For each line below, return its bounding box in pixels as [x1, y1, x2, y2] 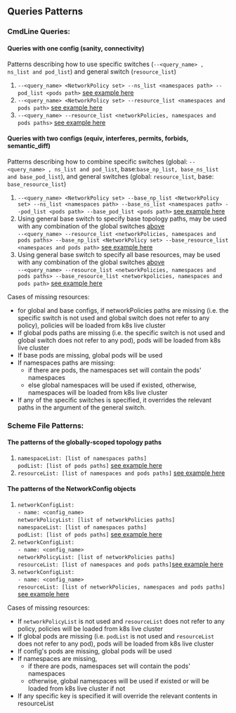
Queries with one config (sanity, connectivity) [7, 44, 145, 52]
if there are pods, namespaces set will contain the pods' [27, 662, 191, 670]
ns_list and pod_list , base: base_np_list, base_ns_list [54, 164, 219, 173]
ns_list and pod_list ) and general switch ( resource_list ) [7, 67, 177, 76]
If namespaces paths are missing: [17, 358, 116, 367]
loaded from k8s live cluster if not [27, 684, 126, 693]
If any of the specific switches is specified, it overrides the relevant [17, 395, 212, 404]
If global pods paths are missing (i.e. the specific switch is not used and [17, 328, 225, 336]
